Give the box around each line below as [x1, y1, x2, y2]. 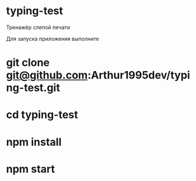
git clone [6, 56, 50, 69]
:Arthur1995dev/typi [87, 69, 191, 82]
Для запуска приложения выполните [6, 35, 99, 42]
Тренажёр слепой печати [6, 24, 71, 31]
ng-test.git [6, 81, 60, 95]
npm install [6, 135, 62, 148]
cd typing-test [6, 108, 79, 122]
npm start [6, 162, 55, 176]
